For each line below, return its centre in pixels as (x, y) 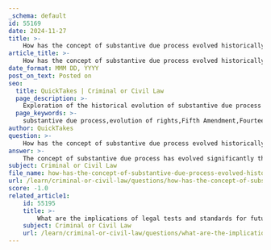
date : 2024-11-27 (38, 31)
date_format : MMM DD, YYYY (54, 69)
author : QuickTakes (41, 128)
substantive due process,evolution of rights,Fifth (111, 121)
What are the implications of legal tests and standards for (142, 219)
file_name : (27, 173)
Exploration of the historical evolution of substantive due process (142, 106)
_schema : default (38, 16)
